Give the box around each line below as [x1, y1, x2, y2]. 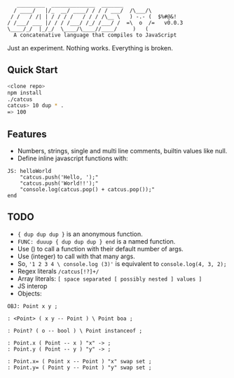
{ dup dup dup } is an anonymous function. [17, 230, 144, 238]
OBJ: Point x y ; [7, 302, 58, 309]
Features [7, 128, 47, 140]
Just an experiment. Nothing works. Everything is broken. [7, 44, 173, 52]
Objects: [17, 289, 42, 297]
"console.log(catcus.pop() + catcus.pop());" [20, 186, 156, 193]
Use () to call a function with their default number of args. [17, 244, 184, 253]
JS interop [17, 281, 48, 290]
